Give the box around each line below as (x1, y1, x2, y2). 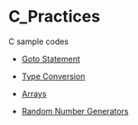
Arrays (21, 88, 47, 99)
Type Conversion (21, 70, 86, 82)
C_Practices (8, 6, 101, 27)
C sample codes (8, 36, 69, 47)
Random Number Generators (21, 105, 129, 116)
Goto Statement (21, 53, 80, 64)
